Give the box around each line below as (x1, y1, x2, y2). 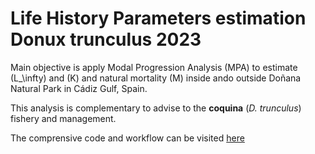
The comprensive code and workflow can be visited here (10, 132, 245, 144)
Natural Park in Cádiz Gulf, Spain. (10, 82, 148, 94)
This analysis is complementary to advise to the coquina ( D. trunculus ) (10, 102, 302, 114)
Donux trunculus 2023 (10, 28, 202, 51)
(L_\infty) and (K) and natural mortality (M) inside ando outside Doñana (10, 72, 302, 84)
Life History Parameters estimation (10, 7, 307, 30)
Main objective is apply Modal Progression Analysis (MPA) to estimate (10, 61, 298, 73)
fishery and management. (10, 112, 117, 124)
